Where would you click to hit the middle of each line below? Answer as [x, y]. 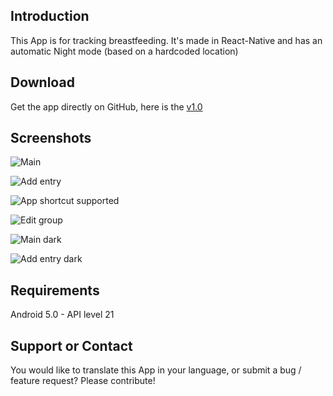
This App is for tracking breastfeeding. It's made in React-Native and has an [166, 40]
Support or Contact [71, 345]
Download [42, 82]
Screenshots [51, 138]
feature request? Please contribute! [83, 381]
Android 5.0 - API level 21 [62, 315]
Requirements [55, 290]
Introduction [50, 16]
